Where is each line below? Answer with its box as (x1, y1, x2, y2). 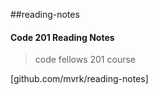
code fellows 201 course (34, 54, 136, 66)
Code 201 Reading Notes (10, 31, 115, 43)
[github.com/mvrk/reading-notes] (10, 73, 149, 85)
